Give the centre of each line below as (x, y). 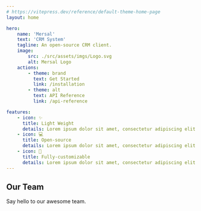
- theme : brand (47, 73)
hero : (13, 28)
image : (25, 51)
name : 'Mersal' (36, 34)
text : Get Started (56, 79)
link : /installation (59, 84)
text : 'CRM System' (42, 40)
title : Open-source (46, 140)
